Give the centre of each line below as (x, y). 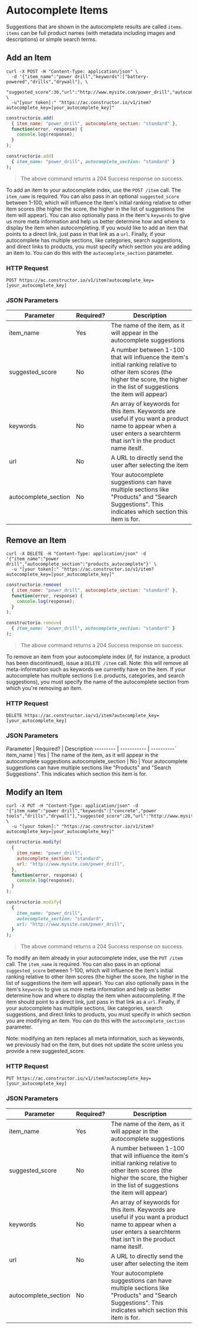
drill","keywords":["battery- (112, 77)
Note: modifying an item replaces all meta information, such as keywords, (95, 1039)
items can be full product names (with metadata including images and (91, 33)
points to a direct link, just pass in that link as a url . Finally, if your (86, 234)
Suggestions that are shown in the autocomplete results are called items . (95, 27)
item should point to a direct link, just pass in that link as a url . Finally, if (93, 1002)
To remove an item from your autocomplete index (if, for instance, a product (98, 656)
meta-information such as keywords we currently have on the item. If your (96, 669)
